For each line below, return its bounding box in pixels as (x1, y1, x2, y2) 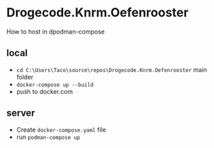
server (6, 108, 36, 119)
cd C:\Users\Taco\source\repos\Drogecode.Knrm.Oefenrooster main (16, 65, 207, 73)
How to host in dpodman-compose (6, 27, 106, 36)
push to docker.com (16, 87, 73, 95)
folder (16, 73, 34, 81)
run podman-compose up (16, 132, 80, 141)
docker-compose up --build (16, 81, 94, 88)
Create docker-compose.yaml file (16, 125, 106, 134)
